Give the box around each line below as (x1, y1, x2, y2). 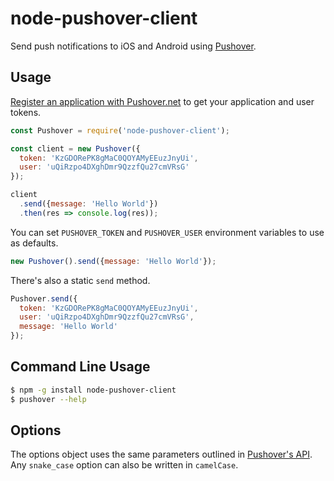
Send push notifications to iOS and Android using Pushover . (10, 40, 257, 52)
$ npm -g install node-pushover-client (10, 385, 177, 395)
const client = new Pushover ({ (10, 143, 141, 154)
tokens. (10, 106, 42, 118)
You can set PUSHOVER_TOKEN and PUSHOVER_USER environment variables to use (10, 226, 325, 238)
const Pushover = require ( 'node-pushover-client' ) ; (10, 125, 230, 136)
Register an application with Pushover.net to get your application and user (10, 95, 315, 107)
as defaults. (10, 237, 59, 249)
